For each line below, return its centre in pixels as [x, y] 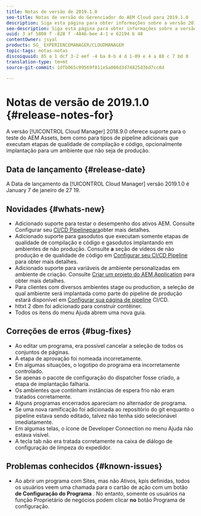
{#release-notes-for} [60, 115]
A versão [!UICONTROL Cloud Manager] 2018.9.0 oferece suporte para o [96, 132]
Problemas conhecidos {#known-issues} [84, 467]
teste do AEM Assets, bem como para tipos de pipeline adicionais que [92, 138]
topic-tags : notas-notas [37, 51]
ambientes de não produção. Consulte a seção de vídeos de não [95, 248]
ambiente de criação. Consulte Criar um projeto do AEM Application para [105, 274]
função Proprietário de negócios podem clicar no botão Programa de [100, 500]
